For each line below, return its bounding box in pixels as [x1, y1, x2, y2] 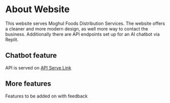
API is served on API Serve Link [5, 64, 71, 71]
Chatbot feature [5, 51, 57, 60]
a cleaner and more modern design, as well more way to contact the [5, 25, 149, 31]
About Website [5, 4, 70, 15]
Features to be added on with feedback [5, 93, 88, 99]
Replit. [5, 37, 19, 43]
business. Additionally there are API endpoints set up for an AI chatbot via [5, 31, 160, 37]
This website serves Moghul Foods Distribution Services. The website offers [5, 20, 165, 26]
